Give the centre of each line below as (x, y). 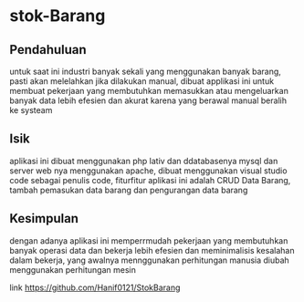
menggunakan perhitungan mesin (73, 269)
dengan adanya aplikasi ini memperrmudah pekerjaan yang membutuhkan (149, 240)
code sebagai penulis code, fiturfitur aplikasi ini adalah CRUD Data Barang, (150, 180)
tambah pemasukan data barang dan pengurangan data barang (129, 190)
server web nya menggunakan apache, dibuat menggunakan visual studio (148, 171)
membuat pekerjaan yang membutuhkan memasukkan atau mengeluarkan (149, 91)
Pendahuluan (48, 50)
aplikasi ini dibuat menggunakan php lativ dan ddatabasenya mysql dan (144, 161)
